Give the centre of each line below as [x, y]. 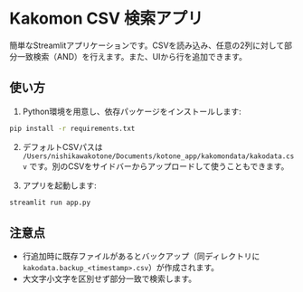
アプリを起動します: [59, 185]
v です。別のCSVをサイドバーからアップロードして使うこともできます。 [156, 166]
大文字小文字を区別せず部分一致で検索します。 [109, 279]
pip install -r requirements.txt [72, 128]
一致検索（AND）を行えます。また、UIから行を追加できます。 [132, 56]
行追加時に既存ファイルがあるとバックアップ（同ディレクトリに [141, 256]
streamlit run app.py [50, 203]
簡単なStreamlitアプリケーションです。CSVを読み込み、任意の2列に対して [147, 45]
